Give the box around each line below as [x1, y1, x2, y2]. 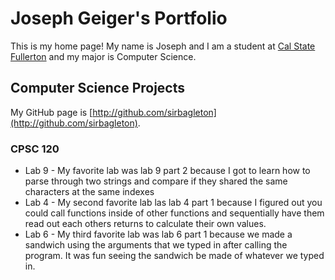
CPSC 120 [10, 142, 60, 156]
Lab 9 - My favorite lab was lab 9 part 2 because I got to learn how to [24, 165, 311, 177]
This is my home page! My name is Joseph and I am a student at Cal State [10, 40, 316, 52]
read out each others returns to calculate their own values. [24, 218, 267, 230]
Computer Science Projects [10, 80, 186, 97]
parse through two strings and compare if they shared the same [24, 175, 288, 187]
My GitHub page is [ [10, 106, 93, 118]
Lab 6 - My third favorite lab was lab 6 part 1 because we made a [24, 228, 293, 241]
